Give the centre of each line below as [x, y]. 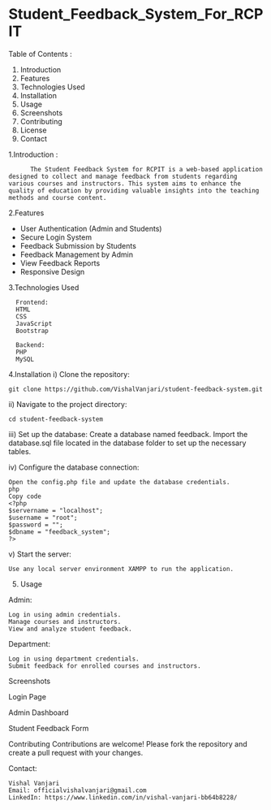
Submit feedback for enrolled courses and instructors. [105, 666]
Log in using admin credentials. [65, 614]
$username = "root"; [43, 518]
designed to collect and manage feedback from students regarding [123, 176]
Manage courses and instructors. [65, 622]
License [33, 130]
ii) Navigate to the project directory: [68, 404]
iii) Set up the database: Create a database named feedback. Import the [128, 434]
